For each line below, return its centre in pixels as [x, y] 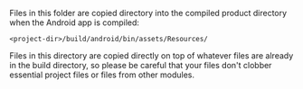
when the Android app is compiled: [75, 22]
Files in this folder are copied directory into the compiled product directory [148, 13]
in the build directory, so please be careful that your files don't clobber [141, 65]
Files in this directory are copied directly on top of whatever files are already [151, 56]
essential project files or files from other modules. [102, 75]
